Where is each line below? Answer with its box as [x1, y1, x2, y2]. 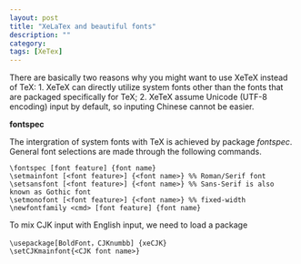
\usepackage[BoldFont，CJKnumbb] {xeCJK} [9, 239, 167, 249]
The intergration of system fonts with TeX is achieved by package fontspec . [9, 137, 293, 147]
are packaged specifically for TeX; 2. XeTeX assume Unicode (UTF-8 [9, 92, 268, 103]
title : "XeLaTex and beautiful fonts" [9, 22, 156, 31]
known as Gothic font [9, 188, 92, 197]
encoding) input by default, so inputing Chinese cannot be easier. [9, 101, 255, 112]
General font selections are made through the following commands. [9, 147, 262, 157]
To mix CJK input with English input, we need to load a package [9, 219, 248, 230]
